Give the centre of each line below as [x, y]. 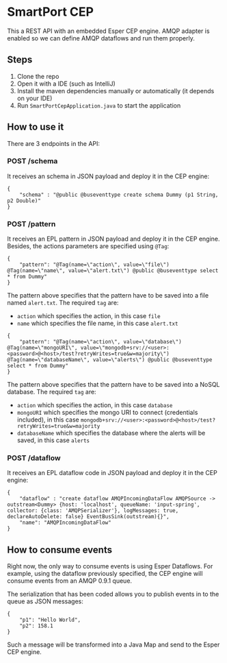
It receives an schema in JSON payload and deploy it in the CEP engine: [108, 176]
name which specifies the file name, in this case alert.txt [97, 324]
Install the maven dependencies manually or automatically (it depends [116, 91]
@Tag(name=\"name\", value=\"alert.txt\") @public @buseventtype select [113, 271]
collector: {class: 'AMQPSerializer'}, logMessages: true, [93, 511]
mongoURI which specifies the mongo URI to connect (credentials [107, 413]
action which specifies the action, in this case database [95, 405]
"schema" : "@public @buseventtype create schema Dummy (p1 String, [119, 195]
